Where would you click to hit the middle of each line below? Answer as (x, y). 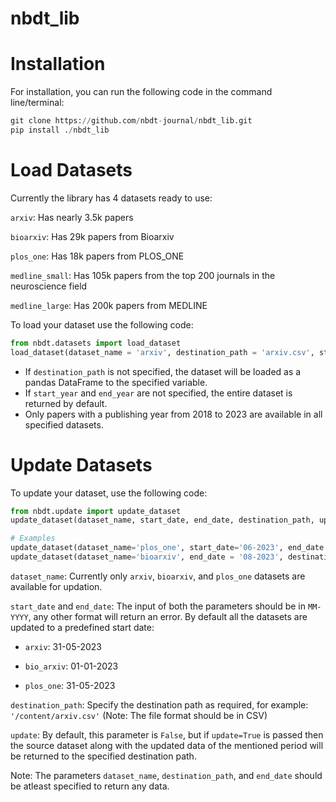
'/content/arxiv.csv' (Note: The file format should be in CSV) (139, 715)
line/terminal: (37, 103)
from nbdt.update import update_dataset (96, 511)
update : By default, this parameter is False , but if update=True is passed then (167, 734)
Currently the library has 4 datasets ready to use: (111, 198)
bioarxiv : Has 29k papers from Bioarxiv (92, 236)
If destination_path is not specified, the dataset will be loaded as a (163, 371)
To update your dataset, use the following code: (109, 493)
